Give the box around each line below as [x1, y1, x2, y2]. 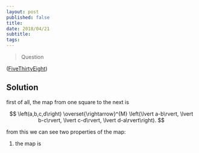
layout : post [6, 8, 39, 15]
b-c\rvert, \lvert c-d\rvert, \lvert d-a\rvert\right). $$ [38, 116, 165, 123]
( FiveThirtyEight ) [6, 65, 48, 72]
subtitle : [6, 31, 31, 37]
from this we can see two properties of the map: [6, 128, 126, 136]
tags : [6, 37, 20, 43]
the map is [14, 140, 42, 147]
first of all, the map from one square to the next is [6, 98, 130, 105]
